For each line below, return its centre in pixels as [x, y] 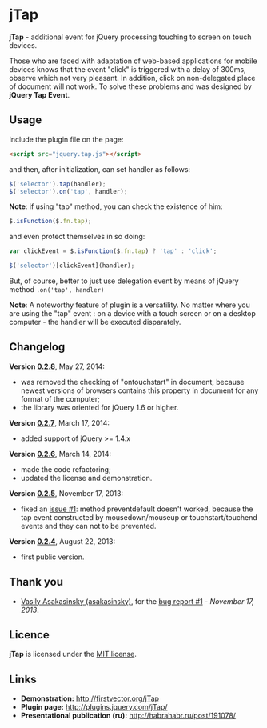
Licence [30, 635]
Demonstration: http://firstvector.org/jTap [90, 698]
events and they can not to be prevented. [88, 526]
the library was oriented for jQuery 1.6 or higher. [100, 407]
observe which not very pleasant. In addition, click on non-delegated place [132, 78]
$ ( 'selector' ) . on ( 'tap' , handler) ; [68, 191]
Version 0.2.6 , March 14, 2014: [60, 454]
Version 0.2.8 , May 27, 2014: [57, 366]
